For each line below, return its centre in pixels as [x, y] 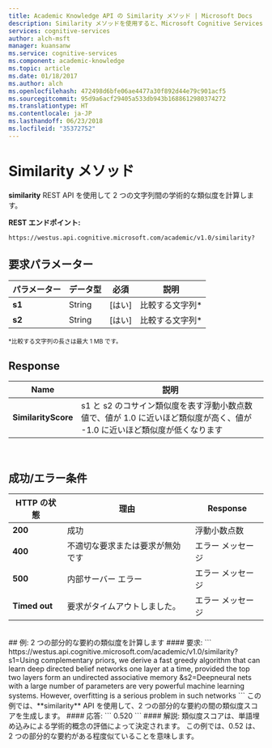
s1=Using [24, 661]
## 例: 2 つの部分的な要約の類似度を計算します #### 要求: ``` [110, 643]
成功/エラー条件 [48, 478]
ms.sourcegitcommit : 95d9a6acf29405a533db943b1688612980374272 [117, 99]
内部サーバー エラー [105, 579]
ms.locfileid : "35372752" [52, 129]
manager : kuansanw [39, 46]
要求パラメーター [51, 265]
